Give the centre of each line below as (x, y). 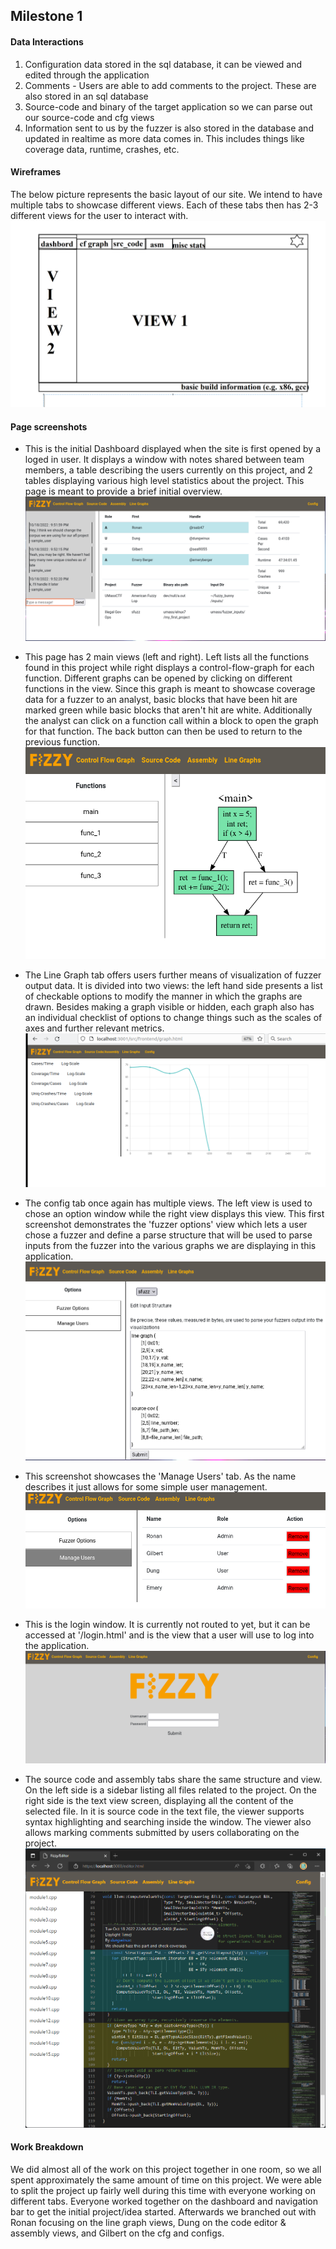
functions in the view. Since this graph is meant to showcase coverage (170, 688)
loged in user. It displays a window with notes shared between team (164, 460)
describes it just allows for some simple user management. (146, 1487)
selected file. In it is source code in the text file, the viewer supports (164, 1811)
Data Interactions (47, 41)
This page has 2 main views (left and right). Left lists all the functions (167, 656)
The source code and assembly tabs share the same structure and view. (173, 1780)
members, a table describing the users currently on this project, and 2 (168, 470)
